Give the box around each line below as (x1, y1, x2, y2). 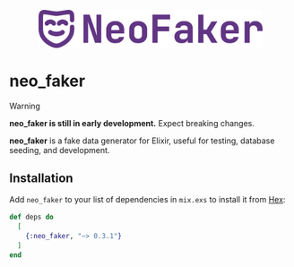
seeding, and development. (9, 144, 110, 155)
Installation (9, 170, 73, 185)
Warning (9, 100, 40, 111)
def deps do (9, 212, 54, 222)
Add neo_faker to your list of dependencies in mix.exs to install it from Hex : (9, 194, 286, 205)
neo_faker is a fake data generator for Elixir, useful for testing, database (9, 135, 275, 146)
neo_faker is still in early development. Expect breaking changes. (9, 117, 255, 128)
